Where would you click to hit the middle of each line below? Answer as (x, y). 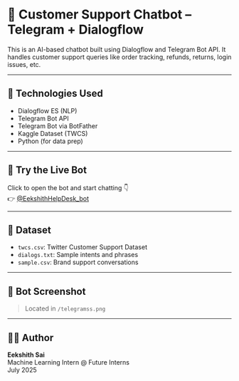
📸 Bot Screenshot (47, 291)
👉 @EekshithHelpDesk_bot (48, 198)
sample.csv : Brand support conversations (78, 262)
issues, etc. (24, 64)
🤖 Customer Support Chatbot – (100, 15)
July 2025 (22, 370)
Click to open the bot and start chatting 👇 (68, 187)
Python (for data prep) (50, 141)
